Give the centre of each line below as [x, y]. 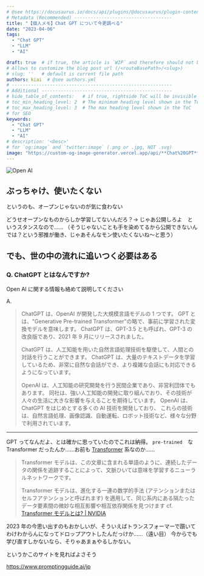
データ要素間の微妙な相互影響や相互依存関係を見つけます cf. [97, 506]
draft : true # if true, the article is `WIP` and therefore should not [100, 62]
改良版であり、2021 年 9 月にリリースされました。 [84, 337]
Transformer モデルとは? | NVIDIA [63, 513]
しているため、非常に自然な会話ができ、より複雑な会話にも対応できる [108, 365]
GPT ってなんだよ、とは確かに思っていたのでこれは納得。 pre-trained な [100, 442]
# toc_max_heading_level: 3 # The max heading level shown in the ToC [99, 108]
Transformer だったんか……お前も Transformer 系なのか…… [80, 449]
